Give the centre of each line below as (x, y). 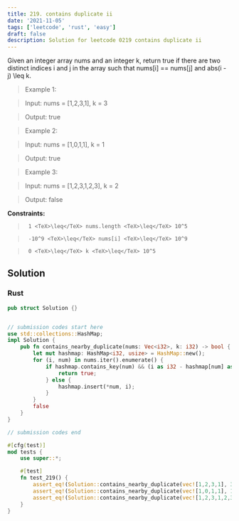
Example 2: (41, 131)
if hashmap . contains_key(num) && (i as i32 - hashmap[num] (134, 367)
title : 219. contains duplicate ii (60, 14)
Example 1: (41, 90)
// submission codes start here (55, 327)
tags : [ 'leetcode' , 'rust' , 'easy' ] (62, 27)
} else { (58, 380)
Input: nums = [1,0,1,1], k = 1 (65, 145)
